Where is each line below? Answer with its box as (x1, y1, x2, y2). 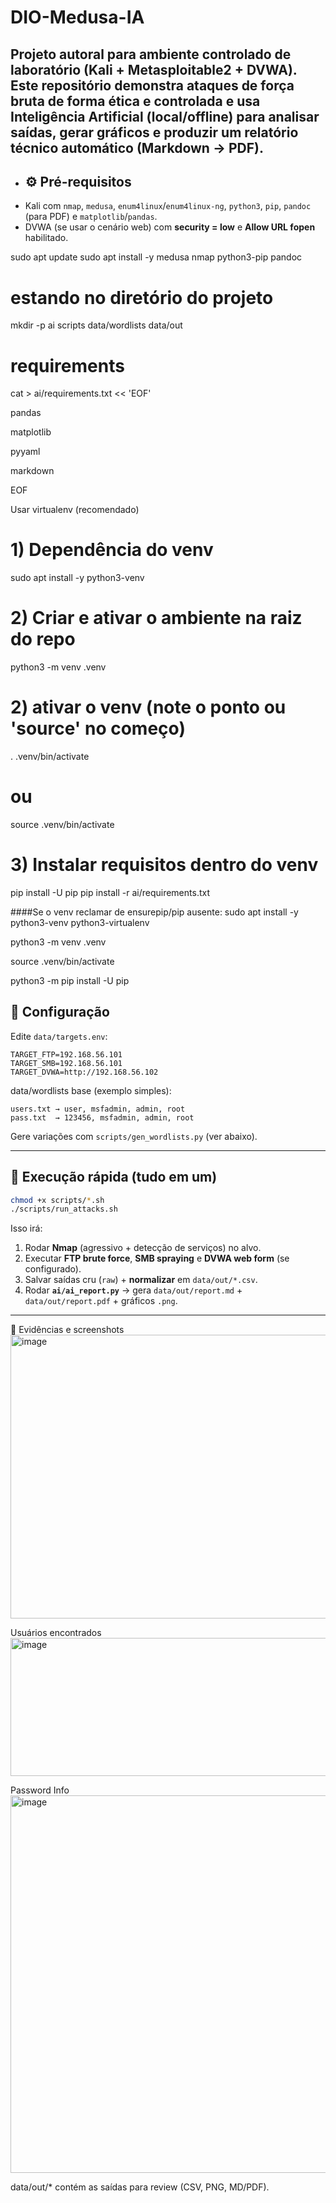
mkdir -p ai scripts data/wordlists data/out (10, 319, 183, 331)
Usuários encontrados (10, 1627, 102, 1639)
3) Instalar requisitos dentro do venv (10, 854, 319, 876)
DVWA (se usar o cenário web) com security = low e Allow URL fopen (24, 221, 316, 233)
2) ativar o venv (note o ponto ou (10, 696, 287, 719)
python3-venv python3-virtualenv (10, 916, 150, 928)
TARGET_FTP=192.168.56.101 (10, 1049, 123, 1060)
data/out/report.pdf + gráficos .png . (24, 1295, 178, 1307)
